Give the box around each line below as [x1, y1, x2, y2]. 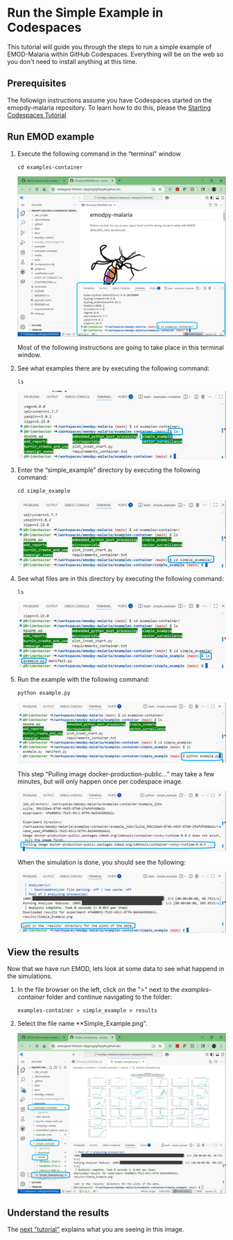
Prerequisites [7, 78, 67, 90]
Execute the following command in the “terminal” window [17, 149, 182, 158]
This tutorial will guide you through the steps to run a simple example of [7, 42, 212, 51]
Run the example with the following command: [17, 676, 150, 684]
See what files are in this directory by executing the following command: [17, 575, 224, 583]
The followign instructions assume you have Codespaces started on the [7, 96, 213, 104]
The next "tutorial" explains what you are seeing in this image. [7, 1225, 184, 1234]
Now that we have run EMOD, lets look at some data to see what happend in [7, 965, 225, 973]
